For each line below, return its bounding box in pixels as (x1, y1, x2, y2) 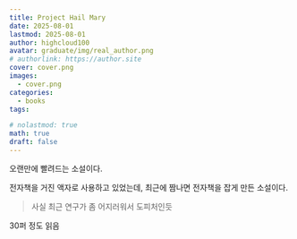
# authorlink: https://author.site (9, 55, 142, 64)
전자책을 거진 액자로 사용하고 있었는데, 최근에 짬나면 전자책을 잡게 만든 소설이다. (9, 182, 289, 192)
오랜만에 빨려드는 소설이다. (9, 163, 103, 174)
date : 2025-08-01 (9, 21, 74, 30)
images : (9, 72, 38, 81)
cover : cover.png (9, 64, 74, 73)
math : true (9, 129, 50, 139)
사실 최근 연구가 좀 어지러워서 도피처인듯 (30, 201, 173, 211)
